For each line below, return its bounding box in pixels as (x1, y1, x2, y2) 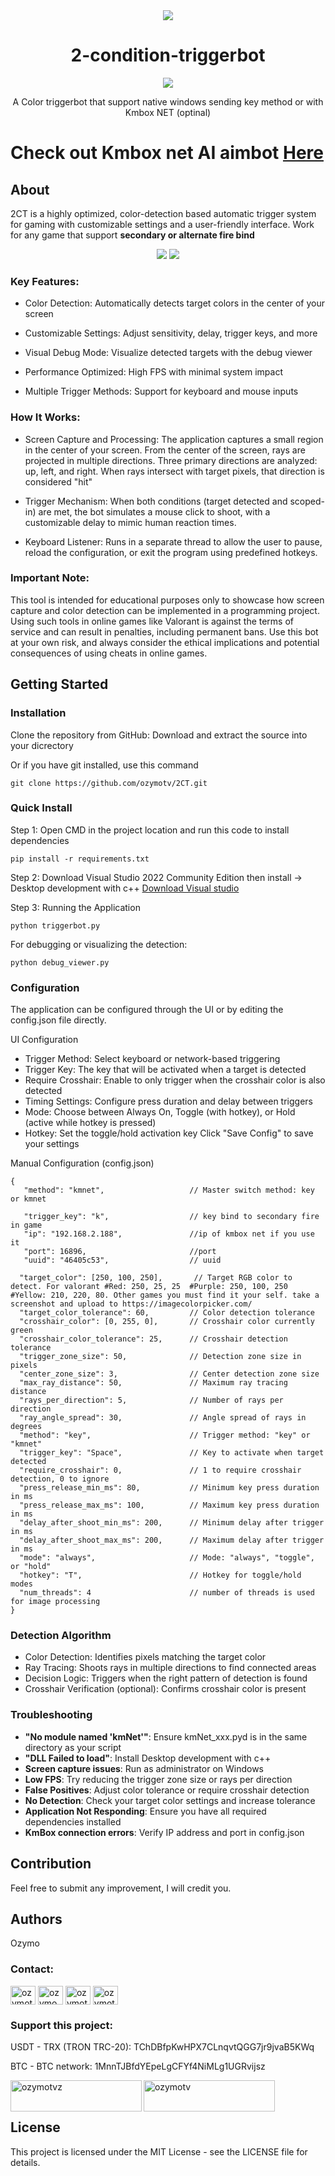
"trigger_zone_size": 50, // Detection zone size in (19, 1352, 302, 1362)
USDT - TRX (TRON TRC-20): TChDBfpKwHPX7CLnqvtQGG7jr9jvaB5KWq (10, 2040, 315, 2053)
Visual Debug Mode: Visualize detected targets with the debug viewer (24, 347, 313, 359)
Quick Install (10, 801, 73, 815)
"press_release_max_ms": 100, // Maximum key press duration (19, 1500, 320, 1511)
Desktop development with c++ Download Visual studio (10, 882, 240, 894)
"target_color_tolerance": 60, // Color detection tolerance (19, 1308, 315, 1318)
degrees (10, 1422, 43, 1432)
